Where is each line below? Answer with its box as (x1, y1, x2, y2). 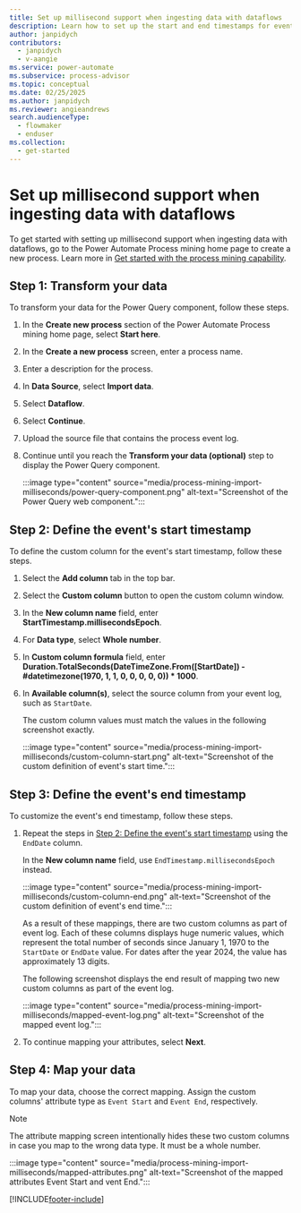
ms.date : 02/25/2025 (9, 88, 87, 97)
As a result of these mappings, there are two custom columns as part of (21, 918, 288, 928)
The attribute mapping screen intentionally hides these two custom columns (9, 1130, 289, 1141)
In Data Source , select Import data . (21, 381, 154, 392)
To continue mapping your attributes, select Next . (21, 1037, 206, 1047)
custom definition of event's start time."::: (21, 761, 176, 772)
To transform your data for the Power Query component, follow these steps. (9, 302, 289, 313)
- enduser (17, 130, 54, 139)
